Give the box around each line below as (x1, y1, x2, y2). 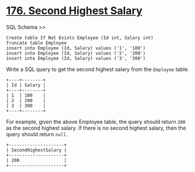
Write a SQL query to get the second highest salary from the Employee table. (6, 66, 190, 73)
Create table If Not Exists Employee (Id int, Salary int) (6, 35, 154, 41)
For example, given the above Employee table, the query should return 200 (6, 118, 186, 125)
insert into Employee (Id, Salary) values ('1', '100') (6, 45, 146, 51)
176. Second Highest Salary (6, 4, 143, 18)
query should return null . (6, 130, 68, 137)
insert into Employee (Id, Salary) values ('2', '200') (6, 50, 146, 56)
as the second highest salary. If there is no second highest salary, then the (6, 124, 186, 131)
